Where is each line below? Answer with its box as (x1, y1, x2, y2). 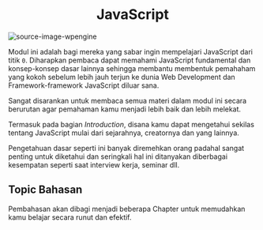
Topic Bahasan (8, 183, 83, 197)
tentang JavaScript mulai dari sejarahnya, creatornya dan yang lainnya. (8, 128, 239, 138)
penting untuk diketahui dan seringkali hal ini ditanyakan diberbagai (8, 152, 227, 161)
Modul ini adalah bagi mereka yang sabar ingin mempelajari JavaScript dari (8, 47, 253, 56)
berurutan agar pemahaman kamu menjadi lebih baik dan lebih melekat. (8, 104, 242, 114)
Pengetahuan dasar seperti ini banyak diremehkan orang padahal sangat (8, 143, 245, 153)
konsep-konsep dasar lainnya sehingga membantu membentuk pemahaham (8, 63, 256, 73)
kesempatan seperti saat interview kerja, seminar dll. (8, 160, 180, 169)
